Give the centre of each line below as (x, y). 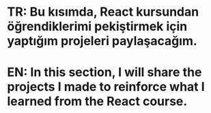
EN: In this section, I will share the (104, 72)
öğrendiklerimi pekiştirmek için (97, 26)
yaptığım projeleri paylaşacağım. (102, 41)
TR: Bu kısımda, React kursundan (103, 12)
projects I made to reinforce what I (106, 87)
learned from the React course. (97, 102)
